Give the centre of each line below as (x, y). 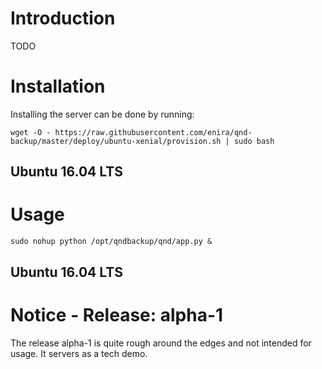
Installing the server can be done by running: (102, 114)
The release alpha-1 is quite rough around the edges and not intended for (161, 343)
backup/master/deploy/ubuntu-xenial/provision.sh (116, 141)
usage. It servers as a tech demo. (79, 353)
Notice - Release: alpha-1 (117, 314)
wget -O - (31, 132)
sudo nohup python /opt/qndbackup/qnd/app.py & (111, 242)
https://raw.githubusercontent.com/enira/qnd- (153, 132)
